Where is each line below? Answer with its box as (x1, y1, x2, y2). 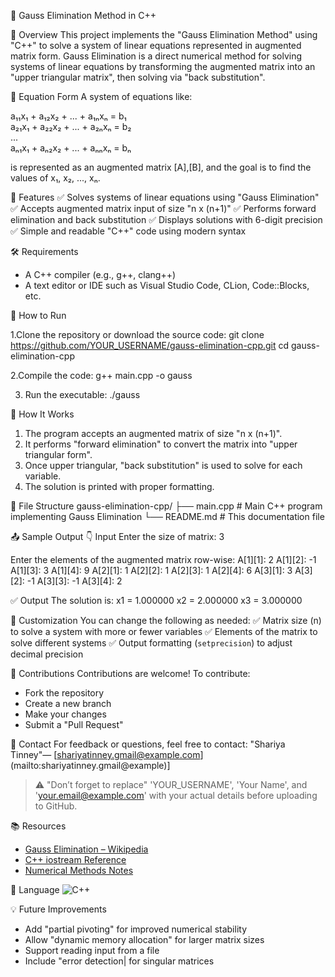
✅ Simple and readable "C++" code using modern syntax (10, 225, 247, 237)
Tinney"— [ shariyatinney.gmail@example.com (10, 749, 201, 760)
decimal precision (10, 648, 84, 660)
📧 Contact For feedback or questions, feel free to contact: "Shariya (10, 738, 286, 750)
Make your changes (24, 708, 107, 720)
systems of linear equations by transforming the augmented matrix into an (10, 61, 316, 72)
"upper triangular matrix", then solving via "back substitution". (10, 71, 266, 83)
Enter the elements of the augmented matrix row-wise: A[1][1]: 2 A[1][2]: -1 (10, 554, 317, 565)
